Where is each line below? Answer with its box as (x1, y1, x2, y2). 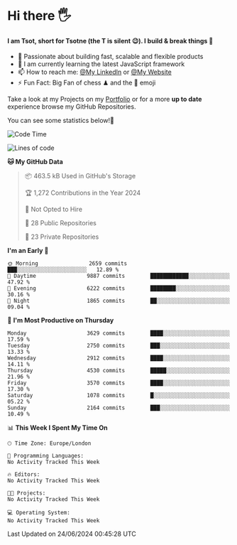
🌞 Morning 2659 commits (7, 260, 128, 267)
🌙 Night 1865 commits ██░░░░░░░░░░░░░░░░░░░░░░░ (7, 298, 231, 305)
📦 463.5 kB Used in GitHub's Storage (24, 172, 136, 180)
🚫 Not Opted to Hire (24, 205, 83, 214)
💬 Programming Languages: (7, 453, 84, 460)
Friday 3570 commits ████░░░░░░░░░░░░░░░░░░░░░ (7, 379, 231, 387)
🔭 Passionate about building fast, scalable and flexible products (17, 53, 204, 61)
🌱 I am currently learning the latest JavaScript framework (17, 60, 185, 68)
